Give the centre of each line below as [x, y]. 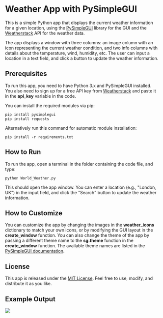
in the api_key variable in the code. [41, 96]
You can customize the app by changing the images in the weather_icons [80, 225]
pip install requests [27, 119]
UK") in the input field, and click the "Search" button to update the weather [81, 192]
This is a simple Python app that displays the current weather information [79, 23]
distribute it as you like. [28, 284]
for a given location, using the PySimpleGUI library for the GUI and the [76, 28]
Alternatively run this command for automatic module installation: [71, 128]
